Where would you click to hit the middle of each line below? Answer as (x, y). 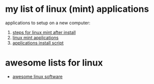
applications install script (38, 42)
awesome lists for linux (54, 63)
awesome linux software (37, 76)
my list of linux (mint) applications (77, 9)
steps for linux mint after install (44, 32)
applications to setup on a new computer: (48, 23)
